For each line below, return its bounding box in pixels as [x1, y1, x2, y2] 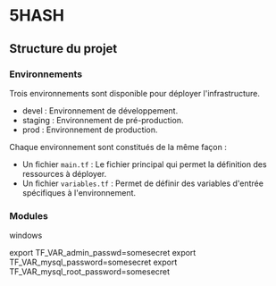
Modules [9, 209, 49, 222]
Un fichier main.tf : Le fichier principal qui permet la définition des [21, 158, 267, 170]
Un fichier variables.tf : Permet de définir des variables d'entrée [21, 178, 263, 189]
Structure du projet [9, 41, 118, 56]
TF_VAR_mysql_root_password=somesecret [9, 266, 171, 277]
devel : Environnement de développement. [21, 105, 179, 116]
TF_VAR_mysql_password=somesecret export [9, 257, 178, 268]
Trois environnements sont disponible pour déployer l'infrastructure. [9, 88, 261, 98]
